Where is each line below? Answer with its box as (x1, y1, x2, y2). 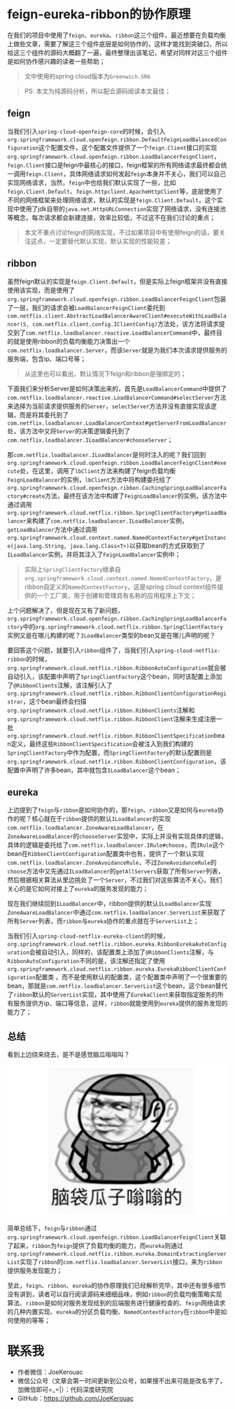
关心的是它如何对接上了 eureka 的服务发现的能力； (7, 885, 149, 893)
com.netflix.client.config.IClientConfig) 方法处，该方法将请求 (32, 319, 219, 328)
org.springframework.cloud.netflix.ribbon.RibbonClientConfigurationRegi (7, 690, 227, 697)
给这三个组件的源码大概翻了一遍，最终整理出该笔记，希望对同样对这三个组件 (7, 48, 228, 57)
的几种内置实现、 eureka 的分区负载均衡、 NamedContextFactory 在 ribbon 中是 (7, 1308, 221, 1316)
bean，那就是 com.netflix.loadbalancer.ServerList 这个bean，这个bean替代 (7, 981, 228, 990)
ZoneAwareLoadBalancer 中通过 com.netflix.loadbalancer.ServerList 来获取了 (7, 908, 226, 917)
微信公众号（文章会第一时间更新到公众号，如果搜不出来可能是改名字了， (17, 1376, 226, 1385)
